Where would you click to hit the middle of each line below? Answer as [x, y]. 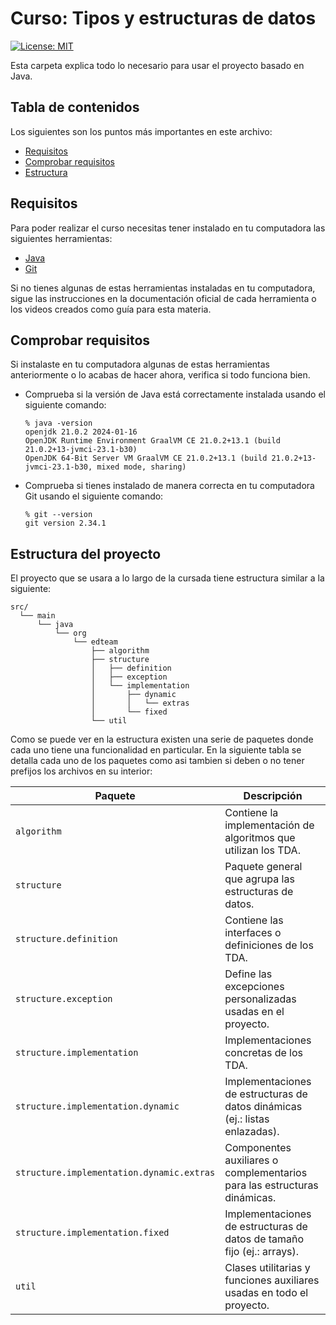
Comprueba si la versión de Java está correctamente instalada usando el [175, 394]
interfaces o [253, 933]
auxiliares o [251, 1160]
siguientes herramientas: [61, 238]
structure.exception [64, 999]
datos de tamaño [264, 1239]
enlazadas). [252, 1132]
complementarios [266, 1173]
